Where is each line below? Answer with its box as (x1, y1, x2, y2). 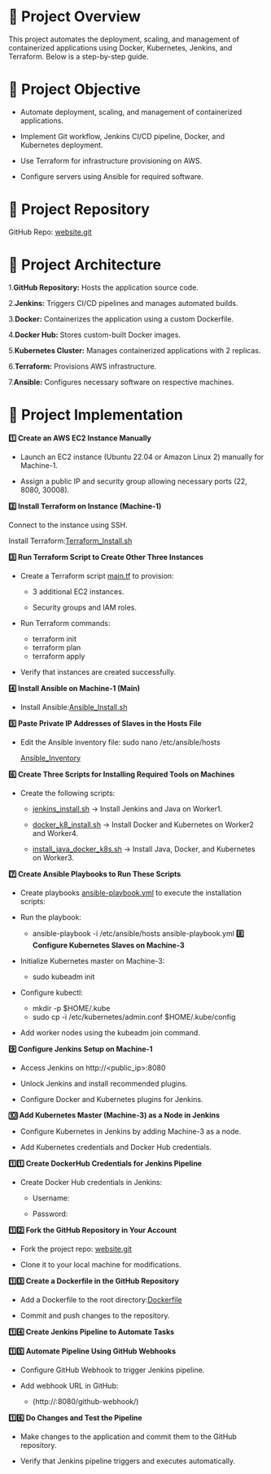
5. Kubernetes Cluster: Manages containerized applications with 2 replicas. (8, 345, 261, 355)
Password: (32, 1209, 68, 1218)
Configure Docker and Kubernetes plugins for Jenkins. (20, 1094, 203, 1104)
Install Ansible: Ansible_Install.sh (20, 702, 128, 711)
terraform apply (32, 651, 85, 661)
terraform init (32, 634, 77, 644)
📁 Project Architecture (8, 256, 162, 273)
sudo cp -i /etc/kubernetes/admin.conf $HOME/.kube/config (32, 1012, 236, 1021)
